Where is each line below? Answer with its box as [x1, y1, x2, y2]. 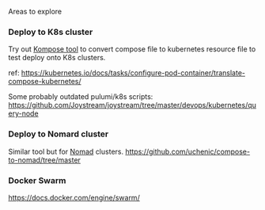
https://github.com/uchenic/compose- [125, 147, 251, 156]
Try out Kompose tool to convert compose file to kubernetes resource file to [8, 44, 256, 54]
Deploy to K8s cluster [8, 26, 93, 37]
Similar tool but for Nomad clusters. [8, 147, 124, 156]
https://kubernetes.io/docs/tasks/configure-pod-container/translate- [21, 68, 246, 78]
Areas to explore [8, 7, 62, 16]
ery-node [8, 109, 39, 118]
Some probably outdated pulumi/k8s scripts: [8, 92, 153, 101]
